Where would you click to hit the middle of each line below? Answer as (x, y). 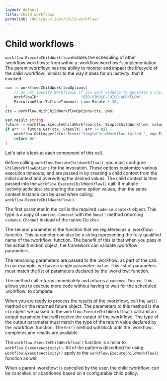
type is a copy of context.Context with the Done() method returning (74, 214)
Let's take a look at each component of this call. (54, 153)
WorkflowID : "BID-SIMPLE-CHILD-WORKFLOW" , (79, 97)
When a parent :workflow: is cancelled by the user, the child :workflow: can (82, 368)
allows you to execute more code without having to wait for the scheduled (81, 286)
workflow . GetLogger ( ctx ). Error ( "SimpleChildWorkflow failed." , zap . (86, 134)
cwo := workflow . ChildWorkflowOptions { (46, 88)
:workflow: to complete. (29, 291)
